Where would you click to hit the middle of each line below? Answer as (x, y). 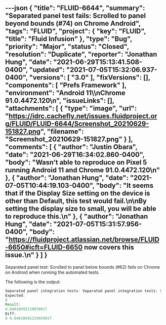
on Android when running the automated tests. (52, 272)
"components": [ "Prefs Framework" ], (66, 85)
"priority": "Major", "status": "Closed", (67, 47)
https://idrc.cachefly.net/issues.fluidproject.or (83, 116)
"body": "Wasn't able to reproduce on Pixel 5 (76, 162)
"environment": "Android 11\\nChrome (65, 93)
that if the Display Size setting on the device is (78, 193)
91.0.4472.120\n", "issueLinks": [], (60, 101)
